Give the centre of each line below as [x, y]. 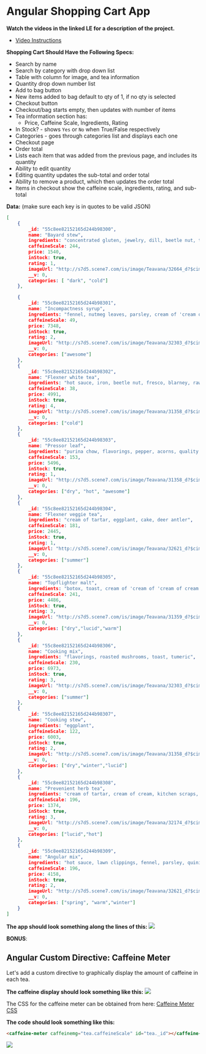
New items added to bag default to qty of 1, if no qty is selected [95, 96]
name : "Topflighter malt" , [63, 583]
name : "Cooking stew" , [57, 720]
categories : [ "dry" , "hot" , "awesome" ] [79, 492]
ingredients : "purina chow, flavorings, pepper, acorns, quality [114, 451]
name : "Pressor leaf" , [57, 446]
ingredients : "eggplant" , [62, 725]
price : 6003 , [45, 737]
